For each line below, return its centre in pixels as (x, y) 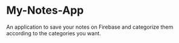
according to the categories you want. (54, 33)
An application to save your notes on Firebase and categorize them (90, 27)
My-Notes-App (45, 10)
